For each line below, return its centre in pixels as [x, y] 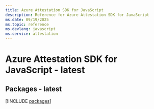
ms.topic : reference [27, 24]
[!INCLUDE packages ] [28, 101]
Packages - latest [34, 89]
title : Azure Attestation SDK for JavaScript [54, 10]
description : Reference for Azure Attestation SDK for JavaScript [77, 15]
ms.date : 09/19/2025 [27, 19]
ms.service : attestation [32, 34]
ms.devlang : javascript [31, 29]
